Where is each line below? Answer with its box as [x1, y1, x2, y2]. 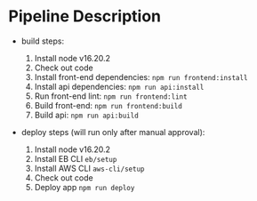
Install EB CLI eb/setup [34, 153, 117, 164]
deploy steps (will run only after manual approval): [20, 126, 205, 137]
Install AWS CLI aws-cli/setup [34, 163, 145, 173]
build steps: [20, 36, 64, 46]
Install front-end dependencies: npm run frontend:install [34, 71, 248, 82]
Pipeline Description [8, 6, 162, 27]
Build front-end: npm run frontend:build [34, 100, 183, 110]
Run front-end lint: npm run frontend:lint [34, 91, 188, 101]
